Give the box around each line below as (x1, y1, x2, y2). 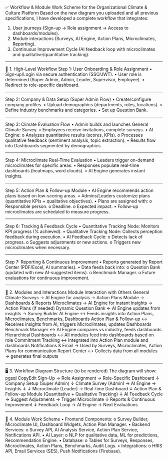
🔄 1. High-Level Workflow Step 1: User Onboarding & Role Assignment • (5, 66, 152, 72)
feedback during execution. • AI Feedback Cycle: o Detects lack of (5, 234, 143, 240)
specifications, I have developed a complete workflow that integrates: (5, 15, 148, 21)
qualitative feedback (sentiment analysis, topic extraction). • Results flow (5, 137, 156, 143)
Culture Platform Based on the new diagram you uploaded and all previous (5, 10, 158, 16)
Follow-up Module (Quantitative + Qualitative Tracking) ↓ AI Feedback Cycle (5, 391, 163, 397)
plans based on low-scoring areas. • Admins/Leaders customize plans (5, 193, 150, 198)
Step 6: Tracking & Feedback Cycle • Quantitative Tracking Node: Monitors (5, 223, 160, 229)
